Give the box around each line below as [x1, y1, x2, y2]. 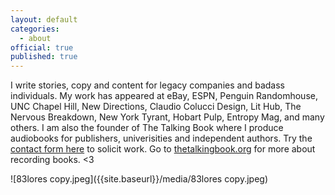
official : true [10, 42, 74, 53]
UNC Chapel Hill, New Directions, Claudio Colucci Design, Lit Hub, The [10, 101, 302, 113]
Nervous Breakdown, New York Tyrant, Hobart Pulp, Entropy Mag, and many [10, 111, 325, 123]
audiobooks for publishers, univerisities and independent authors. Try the [10, 132, 313, 145]
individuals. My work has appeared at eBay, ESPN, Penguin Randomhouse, [10, 90, 318, 102]
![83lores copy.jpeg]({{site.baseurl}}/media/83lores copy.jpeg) [10, 173, 268, 185]
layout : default [10, 14, 78, 25]
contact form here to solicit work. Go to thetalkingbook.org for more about [10, 143, 316, 155]
